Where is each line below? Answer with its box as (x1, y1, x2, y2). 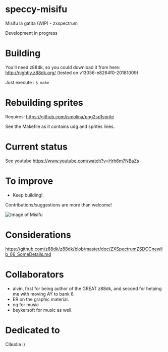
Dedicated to (5, 324, 61, 336)
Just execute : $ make (5, 79, 49, 85)
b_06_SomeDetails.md (5, 251, 51, 257)
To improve (5, 175, 53, 187)
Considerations (5, 229, 72, 240)
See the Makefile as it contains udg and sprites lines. (5, 123, 115, 129)
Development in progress (5, 30, 58, 36)
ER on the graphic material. (12, 296, 69, 302)
